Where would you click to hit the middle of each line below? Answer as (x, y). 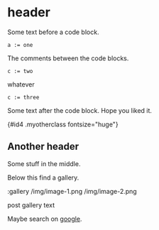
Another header (43, 147)
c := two (20, 71)
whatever (21, 84)
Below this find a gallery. (43, 177)
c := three (23, 97)
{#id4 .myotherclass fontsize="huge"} (63, 124)
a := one (20, 45)
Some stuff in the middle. (44, 163)
